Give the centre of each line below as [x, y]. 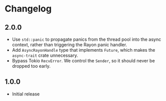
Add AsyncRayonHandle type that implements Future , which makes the [84, 50]
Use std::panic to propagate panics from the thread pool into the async [87, 39]
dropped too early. [31, 66]
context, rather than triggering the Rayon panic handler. [69, 45]
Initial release [26, 94]
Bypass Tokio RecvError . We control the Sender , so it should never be [84, 61]
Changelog [28, 9]
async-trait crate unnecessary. [45, 55]
